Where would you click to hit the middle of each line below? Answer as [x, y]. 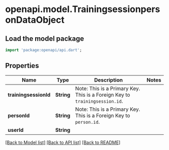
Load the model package [45, 39]
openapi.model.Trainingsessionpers [83, 9]
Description [108, 80]
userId [16, 130]
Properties [22, 66]
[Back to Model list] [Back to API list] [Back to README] [63, 142]
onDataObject [35, 20]
